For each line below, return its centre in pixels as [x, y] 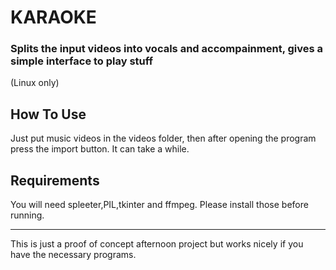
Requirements [55, 180]
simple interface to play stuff [82, 61]
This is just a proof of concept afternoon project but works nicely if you [157, 244]
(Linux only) [35, 83]
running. [27, 215]
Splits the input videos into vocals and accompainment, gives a [167, 49]
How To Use [48, 114]
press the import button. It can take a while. [100, 149]
